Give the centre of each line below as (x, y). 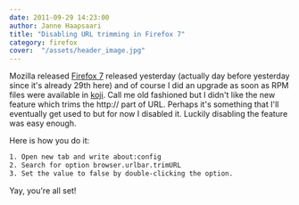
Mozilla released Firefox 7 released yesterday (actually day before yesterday (149, 76)
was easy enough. (43, 123)
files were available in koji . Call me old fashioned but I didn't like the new (142, 95)
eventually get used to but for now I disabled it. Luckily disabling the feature (149, 114)
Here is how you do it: (50, 141)
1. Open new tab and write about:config (86, 157)
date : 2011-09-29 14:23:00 (59, 17)
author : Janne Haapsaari (55, 26)
